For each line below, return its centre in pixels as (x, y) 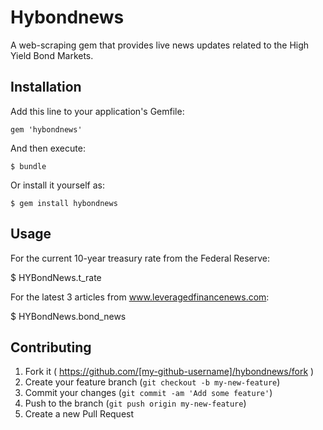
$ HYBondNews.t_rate (56, 277)
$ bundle (28, 166)
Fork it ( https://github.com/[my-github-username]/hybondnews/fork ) (169, 372)
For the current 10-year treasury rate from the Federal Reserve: (140, 258)
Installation (46, 87)
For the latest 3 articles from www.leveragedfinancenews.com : (140, 297)
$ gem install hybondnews (64, 203)
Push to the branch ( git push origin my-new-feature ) (135, 403)
